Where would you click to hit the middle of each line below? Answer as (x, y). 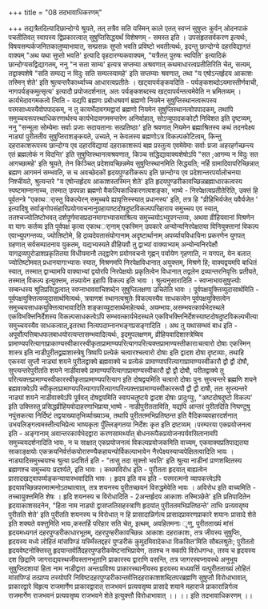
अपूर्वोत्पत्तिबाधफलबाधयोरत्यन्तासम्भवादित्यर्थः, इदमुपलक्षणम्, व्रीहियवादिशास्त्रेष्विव (106, 335)
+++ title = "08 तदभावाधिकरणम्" (55, 12)
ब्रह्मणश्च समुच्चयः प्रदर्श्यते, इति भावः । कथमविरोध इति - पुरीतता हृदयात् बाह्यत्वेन (108, 469)
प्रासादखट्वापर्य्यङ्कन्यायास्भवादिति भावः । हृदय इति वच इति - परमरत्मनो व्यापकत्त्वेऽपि (115, 479)
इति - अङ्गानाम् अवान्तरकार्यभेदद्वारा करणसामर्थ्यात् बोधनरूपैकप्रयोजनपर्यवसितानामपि (113, 433)
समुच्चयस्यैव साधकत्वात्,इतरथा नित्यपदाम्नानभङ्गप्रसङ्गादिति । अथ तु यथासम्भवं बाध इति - (123, 325)
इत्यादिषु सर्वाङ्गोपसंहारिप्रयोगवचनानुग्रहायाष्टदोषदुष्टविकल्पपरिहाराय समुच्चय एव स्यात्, (114, 208)
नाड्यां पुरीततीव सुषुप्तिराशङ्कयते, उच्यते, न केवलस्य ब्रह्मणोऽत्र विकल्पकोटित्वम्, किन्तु (115, 136)
